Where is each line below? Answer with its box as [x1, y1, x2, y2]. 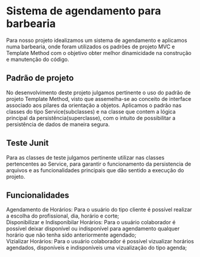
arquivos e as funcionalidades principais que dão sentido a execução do [6, 166, 184, 174]
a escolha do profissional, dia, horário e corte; [6, 212, 119, 219]
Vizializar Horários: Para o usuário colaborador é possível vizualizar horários [6, 238, 194, 245]
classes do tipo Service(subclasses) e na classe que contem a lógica [6, 108, 176, 115]
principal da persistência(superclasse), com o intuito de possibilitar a [6, 114, 176, 121]
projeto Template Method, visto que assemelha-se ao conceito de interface [6, 95, 192, 102]
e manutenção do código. [6, 56, 70, 63]
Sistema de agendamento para [6, 4, 161, 18]
